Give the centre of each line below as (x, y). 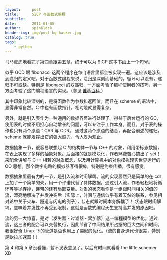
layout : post (23, 10)
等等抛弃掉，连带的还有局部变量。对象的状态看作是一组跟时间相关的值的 (83, 189)
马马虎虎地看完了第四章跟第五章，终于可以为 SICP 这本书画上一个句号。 (79, 61)
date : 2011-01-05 (30, 24)
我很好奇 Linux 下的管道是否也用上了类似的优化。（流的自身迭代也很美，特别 (83, 230)
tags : (11, 42)
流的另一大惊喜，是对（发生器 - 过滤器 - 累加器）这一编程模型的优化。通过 (82, 218)
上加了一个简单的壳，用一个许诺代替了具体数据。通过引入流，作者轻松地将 (81, 182)
